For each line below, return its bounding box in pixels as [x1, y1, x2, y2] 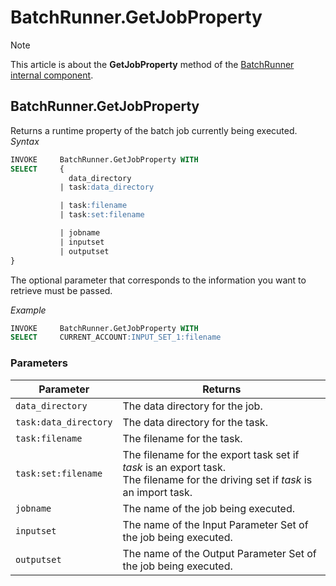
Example [10, 304, 47, 316]
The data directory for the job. [122, 399, 263, 413]
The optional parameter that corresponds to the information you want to [10, 274, 307, 286]
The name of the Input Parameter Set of [122, 517, 309, 531]
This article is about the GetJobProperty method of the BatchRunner [10, 58, 295, 70]
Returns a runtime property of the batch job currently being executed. [10, 124, 298, 136]
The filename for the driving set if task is [122, 472, 313, 486]
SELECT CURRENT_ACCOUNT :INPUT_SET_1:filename [10, 332, 222, 343]
